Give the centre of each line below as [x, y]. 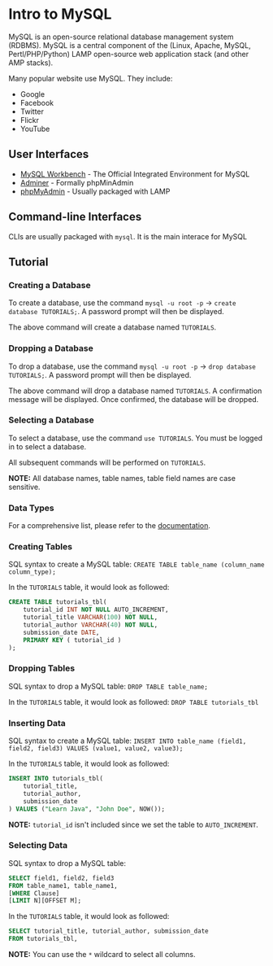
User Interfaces [49, 154]
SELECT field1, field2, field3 [61, 878]
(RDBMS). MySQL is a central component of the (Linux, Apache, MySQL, [130, 45]
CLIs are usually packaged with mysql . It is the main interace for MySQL [128, 236]
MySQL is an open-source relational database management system [121, 37]
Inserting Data [37, 723]
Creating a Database [50, 285]
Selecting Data [38, 846]
